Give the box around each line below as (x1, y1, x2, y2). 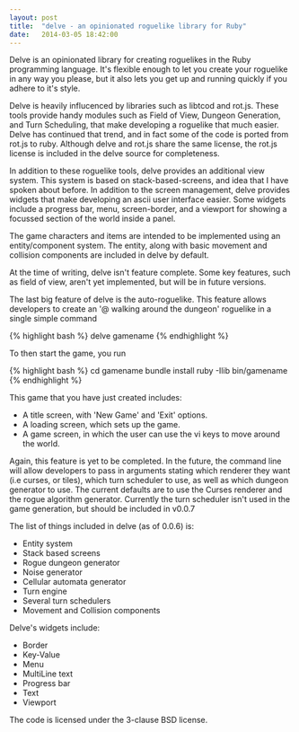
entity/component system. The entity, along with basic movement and (9, 240, 268, 251)
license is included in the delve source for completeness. (9, 148, 220, 159)
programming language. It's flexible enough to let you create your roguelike (9, 64, 288, 75)
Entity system (22, 538, 74, 549)
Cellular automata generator (22, 577, 127, 587)
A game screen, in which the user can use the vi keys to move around (22, 428, 280, 440)
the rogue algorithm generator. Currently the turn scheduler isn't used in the (9, 494, 290, 505)
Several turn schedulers (22, 595, 111, 606)
